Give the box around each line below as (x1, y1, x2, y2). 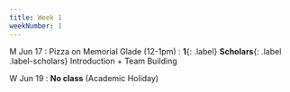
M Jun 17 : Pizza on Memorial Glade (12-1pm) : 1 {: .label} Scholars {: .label (9, 46, 282, 56)
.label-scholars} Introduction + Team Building (9, 55, 177, 66)
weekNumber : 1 (9, 21, 63, 30)
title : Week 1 (9, 13, 63, 22)
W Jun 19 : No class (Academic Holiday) (9, 72, 159, 83)
